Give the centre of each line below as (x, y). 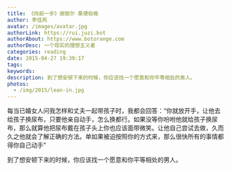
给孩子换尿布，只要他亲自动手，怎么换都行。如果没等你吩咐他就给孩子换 (109, 119)
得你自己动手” (27, 145)
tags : (15, 65)
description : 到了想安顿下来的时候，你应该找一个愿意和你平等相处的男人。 (101, 77)
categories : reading (37, 52)
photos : (18, 84)
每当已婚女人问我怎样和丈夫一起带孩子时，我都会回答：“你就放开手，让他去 (114, 111)
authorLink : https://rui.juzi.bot (57, 33)
